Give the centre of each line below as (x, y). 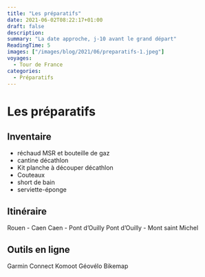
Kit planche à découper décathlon (65, 168)
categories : (24, 71)
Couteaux (31, 175)
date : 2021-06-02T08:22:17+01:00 (55, 20)
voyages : (20, 58)
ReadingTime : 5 (29, 45)
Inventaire (29, 136)
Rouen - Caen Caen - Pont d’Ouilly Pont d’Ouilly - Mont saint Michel (103, 228)
